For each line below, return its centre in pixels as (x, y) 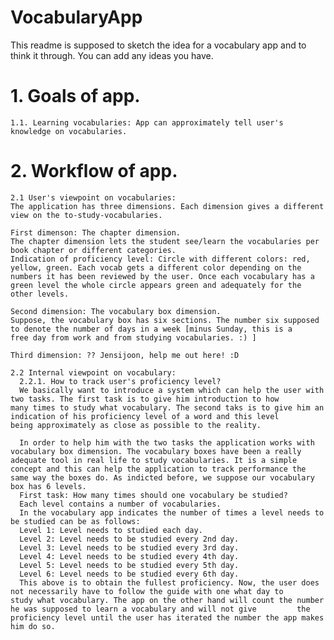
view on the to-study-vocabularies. (86, 215)
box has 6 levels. (48, 486)
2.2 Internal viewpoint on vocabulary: (93, 372)
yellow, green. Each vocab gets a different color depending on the (156, 267)
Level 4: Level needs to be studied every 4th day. (129, 556)
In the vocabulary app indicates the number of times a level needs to (172, 512)
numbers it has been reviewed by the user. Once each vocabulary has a (162, 276)
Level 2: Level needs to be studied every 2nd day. (129, 539)
